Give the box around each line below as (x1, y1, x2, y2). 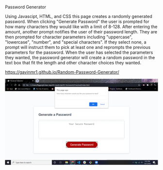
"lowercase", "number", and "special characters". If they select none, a (5, 39, 147, 45)
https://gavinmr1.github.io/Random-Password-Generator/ (5, 69, 119, 75)
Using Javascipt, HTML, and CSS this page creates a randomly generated (5, 14, 153, 19)
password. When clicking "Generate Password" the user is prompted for (5, 19, 149, 24)
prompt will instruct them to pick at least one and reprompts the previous (5, 45, 151, 50)
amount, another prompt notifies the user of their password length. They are (5, 29, 158, 34)
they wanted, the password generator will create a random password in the (5, 55, 155, 60)
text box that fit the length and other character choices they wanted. (5, 60, 142, 65)
